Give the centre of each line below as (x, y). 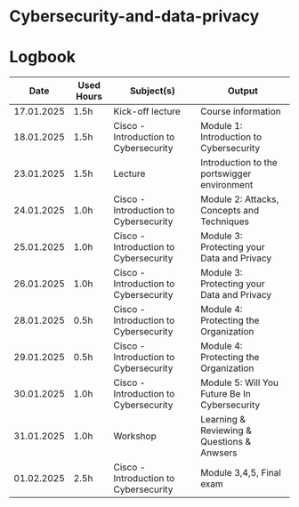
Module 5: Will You (239, 382)
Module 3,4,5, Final (241, 473)
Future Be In (225, 394)
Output (242, 91)
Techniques (224, 221)
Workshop (135, 436)
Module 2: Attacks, (239, 199)
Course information (241, 111)
